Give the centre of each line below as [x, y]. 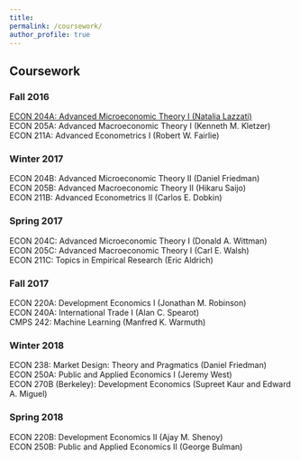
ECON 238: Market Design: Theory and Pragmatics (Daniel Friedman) [138, 365]
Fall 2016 [29, 97]
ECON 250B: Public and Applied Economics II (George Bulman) [126, 447]
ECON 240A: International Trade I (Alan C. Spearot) [105, 312]
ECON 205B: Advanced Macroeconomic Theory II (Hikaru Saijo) [127, 188]
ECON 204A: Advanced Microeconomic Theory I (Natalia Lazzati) [131, 116]
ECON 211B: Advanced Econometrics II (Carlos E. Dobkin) [116, 198]
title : [22, 18]
